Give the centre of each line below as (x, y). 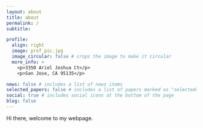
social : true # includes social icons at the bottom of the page (90, 95)
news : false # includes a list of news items (64, 84)
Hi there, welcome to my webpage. (50, 118)
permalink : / (23, 23)
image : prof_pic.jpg (37, 51)
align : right (28, 45)
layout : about (24, 12)
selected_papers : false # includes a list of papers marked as (88, 90)
